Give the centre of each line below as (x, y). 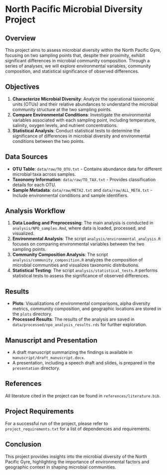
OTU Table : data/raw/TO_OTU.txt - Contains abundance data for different (87, 169)
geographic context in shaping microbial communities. (61, 467)
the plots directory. (32, 314)
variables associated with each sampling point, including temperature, (84, 120)
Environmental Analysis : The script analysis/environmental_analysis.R (86, 239)
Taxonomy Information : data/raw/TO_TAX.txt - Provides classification (84, 179)
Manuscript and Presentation (51, 340)
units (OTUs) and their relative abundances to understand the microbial (85, 104)
